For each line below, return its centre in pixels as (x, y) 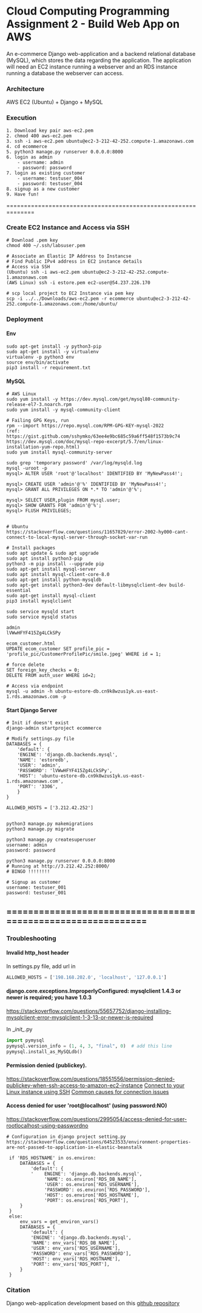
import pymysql (25, 1040)
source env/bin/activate (38, 362)
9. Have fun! (23, 194)
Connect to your (164, 1085)
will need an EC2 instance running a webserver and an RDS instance (92, 66)
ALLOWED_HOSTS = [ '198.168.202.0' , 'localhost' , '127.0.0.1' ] (86, 977)
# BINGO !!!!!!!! (28, 872)
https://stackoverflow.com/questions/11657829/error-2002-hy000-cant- (97, 532)
